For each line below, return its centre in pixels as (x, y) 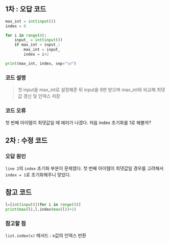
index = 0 (16, 26)
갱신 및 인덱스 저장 (42, 96)
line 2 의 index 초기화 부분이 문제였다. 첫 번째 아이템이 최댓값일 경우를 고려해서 (84, 168)
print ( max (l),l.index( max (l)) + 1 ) (41, 209)
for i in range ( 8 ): (26, 35)
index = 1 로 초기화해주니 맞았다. (38, 175)
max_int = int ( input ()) (31, 21)
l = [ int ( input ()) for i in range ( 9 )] (43, 204)
